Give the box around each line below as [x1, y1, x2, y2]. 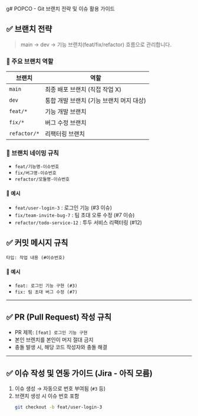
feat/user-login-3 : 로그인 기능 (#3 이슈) [14, 204, 113, 211]
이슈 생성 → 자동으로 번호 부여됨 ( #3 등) [14, 385, 106, 392]
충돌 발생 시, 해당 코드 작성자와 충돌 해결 [14, 344, 108, 351]
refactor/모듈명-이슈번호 [14, 176, 70, 182]
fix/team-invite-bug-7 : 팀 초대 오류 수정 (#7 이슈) [14, 211, 135, 218]
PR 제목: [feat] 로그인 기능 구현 [14, 329, 88, 336]
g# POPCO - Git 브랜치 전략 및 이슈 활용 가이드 [6, 5, 115, 12]
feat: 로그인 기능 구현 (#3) [14, 283, 78, 289]
